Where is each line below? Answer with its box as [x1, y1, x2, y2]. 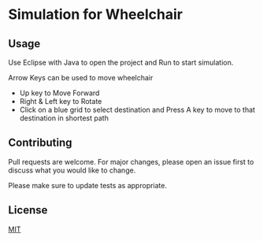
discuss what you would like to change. [8, 165, 136, 175]
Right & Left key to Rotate [19, 97, 102, 106]
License [8, 203, 48, 217]
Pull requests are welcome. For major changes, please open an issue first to [8, 157, 254, 166]
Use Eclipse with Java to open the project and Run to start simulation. [8, 57, 234, 67]
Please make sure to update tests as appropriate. [8, 180, 168, 190]
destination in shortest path [19, 113, 109, 123]
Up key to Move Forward [19, 88, 100, 98]
